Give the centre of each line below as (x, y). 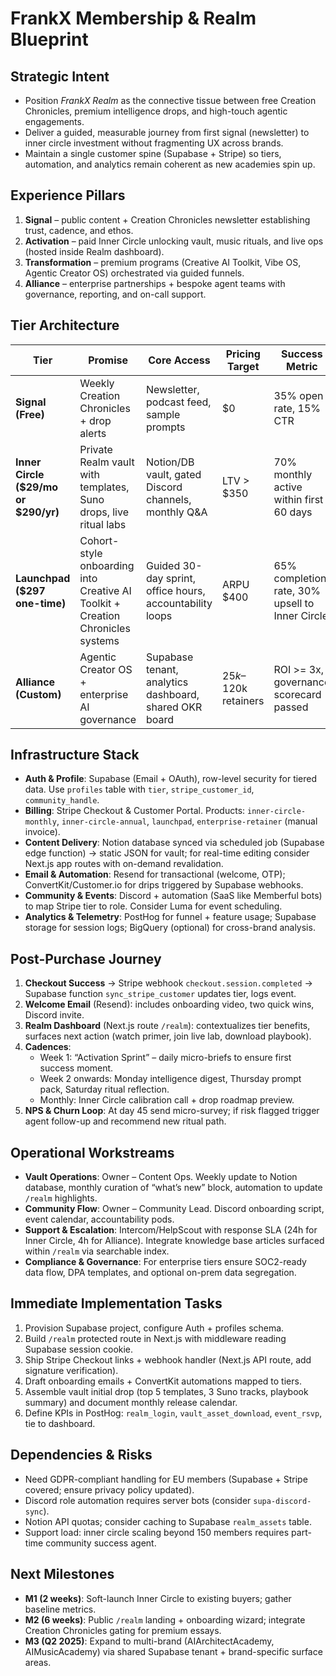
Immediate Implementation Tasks (116, 1303)
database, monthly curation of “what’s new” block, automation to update (173, 1188)
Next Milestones (62, 1574)
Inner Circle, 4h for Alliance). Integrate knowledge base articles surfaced (174, 1241)
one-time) (41, 603)
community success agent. (101, 1543)
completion (300, 578)
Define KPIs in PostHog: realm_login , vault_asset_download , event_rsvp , (173, 1413)
